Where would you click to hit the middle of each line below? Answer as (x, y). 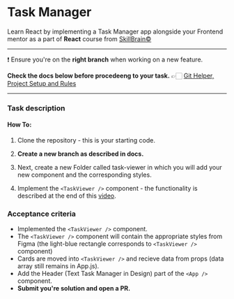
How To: (19, 125)
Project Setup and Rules (42, 83)
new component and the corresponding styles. (84, 175)
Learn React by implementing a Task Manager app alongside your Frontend (115, 31)
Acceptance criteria (42, 214)
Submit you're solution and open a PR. (74, 289)
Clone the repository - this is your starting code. (86, 140)
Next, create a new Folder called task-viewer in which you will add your (119, 168)
